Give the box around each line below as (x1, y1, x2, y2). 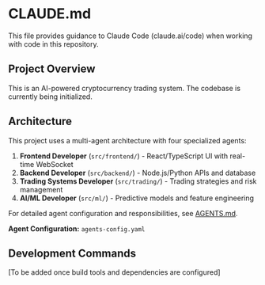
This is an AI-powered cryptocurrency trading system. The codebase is (8, 83, 241, 93)
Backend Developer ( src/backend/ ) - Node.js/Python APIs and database (19, 168, 256, 177)
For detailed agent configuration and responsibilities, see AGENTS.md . (8, 208, 238, 218)
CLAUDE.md (8, 5, 92, 23)
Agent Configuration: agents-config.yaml (8, 223, 146, 234)
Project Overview (8, 63, 96, 76)
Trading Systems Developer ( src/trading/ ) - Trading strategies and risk (19, 176, 257, 186)
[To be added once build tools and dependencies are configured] (8, 268, 221, 277)
